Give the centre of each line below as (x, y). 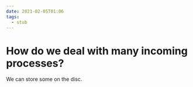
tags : (13, 17)
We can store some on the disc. (44, 79)
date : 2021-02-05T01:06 (35, 11)
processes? (35, 63)
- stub (19, 22)
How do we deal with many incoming (97, 51)
